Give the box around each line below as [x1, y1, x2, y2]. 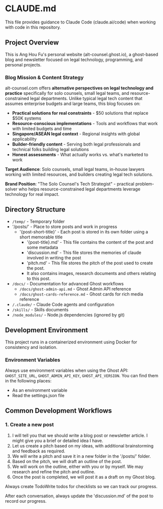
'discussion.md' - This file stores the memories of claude [26, 250, 142, 255]
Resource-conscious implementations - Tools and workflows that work [12, 121, 158, 127]
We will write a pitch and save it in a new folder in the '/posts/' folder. [12, 453, 151, 459]
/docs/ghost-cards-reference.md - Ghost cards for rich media [19, 291, 143, 297]
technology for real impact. [5, 191, 60, 197]
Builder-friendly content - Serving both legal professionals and [12, 141, 141, 147]
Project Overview [5, 39, 59, 47]
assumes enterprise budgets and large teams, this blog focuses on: [5, 101, 141, 106]
